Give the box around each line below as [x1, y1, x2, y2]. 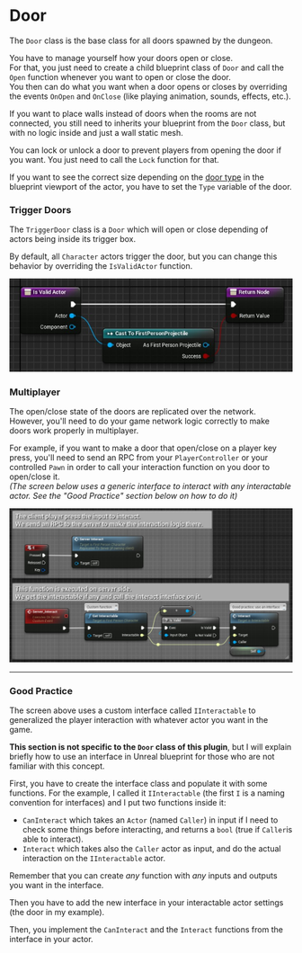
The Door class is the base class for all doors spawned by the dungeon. [9, 35, 273, 46]
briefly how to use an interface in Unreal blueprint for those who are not [9, 752, 275, 762]
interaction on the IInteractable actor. [22, 853, 166, 864]
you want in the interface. [9, 880, 104, 891]
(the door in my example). [9, 907, 105, 918]
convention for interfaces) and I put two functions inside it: [9, 797, 226, 808]
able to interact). [22, 833, 84, 845]
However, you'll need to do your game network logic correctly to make [9, 415, 270, 426]
